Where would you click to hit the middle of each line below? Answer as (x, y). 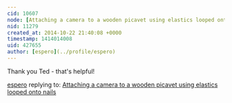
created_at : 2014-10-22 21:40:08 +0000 (65, 33)
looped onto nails (32, 92)
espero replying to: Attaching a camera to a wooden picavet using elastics (113, 84)
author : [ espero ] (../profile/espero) (61, 52)
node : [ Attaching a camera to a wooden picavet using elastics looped (111, 20)
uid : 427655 (24, 45)
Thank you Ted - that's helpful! (51, 71)
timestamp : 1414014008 (40, 39)
